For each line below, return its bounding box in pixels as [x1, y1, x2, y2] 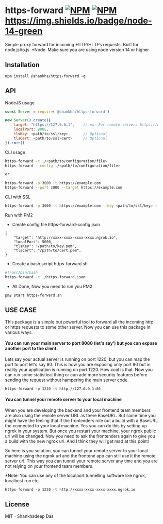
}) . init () [5, 140, 25, 145]
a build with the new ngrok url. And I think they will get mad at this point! [5, 438, 149, 444]
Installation [5, 61, 40, 69]
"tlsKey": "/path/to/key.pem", [14, 243, 77, 249]
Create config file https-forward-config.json [12, 221, 100, 227]
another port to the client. [5, 345, 58, 352]
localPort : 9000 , [14, 127, 49, 132]
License [5, 500, 30, 508]
